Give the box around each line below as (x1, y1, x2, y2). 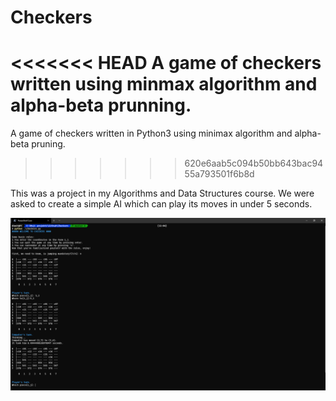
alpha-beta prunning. (10, 94, 192, 117)
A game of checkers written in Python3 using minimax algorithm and (10, 127, 293, 140)
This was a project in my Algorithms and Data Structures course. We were (10, 187, 315, 200)
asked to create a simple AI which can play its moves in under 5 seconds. (10, 198, 313, 210)
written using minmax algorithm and (10, 73, 318, 96)
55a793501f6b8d (184, 168, 255, 180)
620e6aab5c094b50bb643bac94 (184, 157, 324, 170)
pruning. (31, 138, 66, 150)
